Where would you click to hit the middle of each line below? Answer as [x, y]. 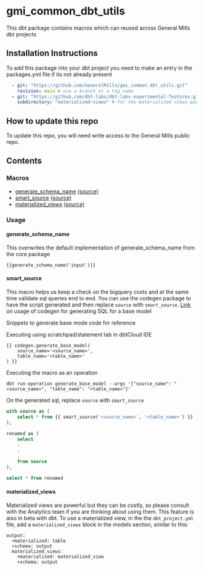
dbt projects [21, 34]
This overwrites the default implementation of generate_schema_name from [101, 247]
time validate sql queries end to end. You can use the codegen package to [99, 298]
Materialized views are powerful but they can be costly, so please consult [98, 505]
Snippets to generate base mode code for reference [71, 323]
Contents [24, 161]
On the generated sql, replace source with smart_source [75, 401]
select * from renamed [35, 478]
